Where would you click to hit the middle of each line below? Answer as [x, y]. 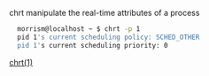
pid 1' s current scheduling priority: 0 [93, 45]
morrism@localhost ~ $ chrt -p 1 [79, 29]
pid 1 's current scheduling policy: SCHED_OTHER [108, 37]
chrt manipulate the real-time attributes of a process [104, 13]
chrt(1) [21, 62]
